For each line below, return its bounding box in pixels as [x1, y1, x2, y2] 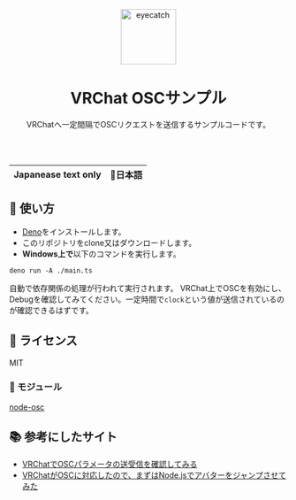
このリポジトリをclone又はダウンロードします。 [21, 237, 197, 248]
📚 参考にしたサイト [9, 429, 118, 445]
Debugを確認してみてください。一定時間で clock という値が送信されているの [9, 294, 285, 304]
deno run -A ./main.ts [9, 265, 93, 275]
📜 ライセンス [9, 334, 78, 349]
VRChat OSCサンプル [70, 88, 227, 109]
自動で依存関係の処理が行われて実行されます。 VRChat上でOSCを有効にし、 [9, 282, 286, 293]
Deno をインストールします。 [21, 226, 126, 237]
